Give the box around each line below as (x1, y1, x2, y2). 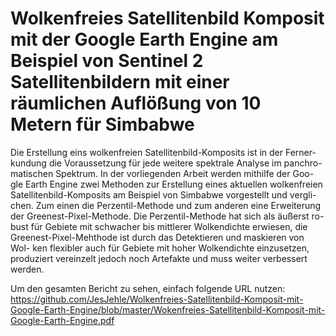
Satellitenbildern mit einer (10, 71, 230, 94)
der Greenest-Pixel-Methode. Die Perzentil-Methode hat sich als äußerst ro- (10, 210, 325, 222)
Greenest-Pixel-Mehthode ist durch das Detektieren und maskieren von (10, 231, 305, 243)
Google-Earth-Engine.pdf (10, 314, 115, 326)
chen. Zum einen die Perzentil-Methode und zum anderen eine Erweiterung (10, 199, 322, 211)
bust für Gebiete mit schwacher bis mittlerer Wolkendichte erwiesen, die (10, 220, 308, 232)
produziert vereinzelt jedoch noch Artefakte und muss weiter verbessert (10, 252, 308, 264)
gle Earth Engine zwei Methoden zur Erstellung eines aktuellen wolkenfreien (10, 178, 323, 190)
